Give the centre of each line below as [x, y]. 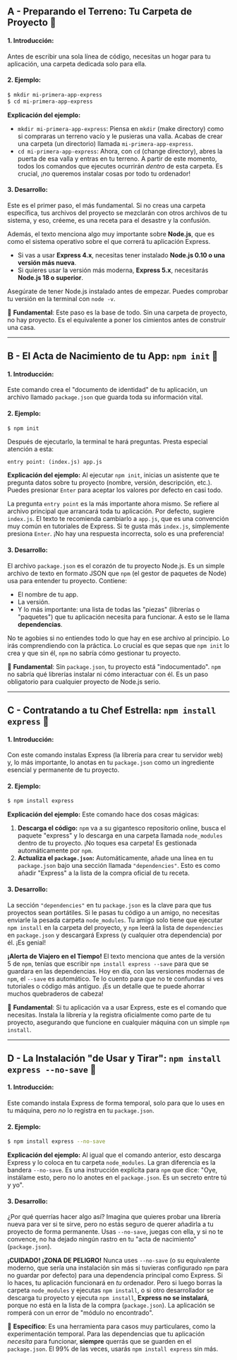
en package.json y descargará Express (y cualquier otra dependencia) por [115, 935]
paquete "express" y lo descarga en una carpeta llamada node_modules [120, 835]
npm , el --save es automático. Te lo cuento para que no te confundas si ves [115, 979]
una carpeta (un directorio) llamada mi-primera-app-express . [105, 143]
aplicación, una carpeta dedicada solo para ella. [77, 63]
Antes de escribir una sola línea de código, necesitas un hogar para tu [109, 56]
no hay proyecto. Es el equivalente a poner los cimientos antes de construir [117, 319]
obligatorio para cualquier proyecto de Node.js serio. [84, 681]
